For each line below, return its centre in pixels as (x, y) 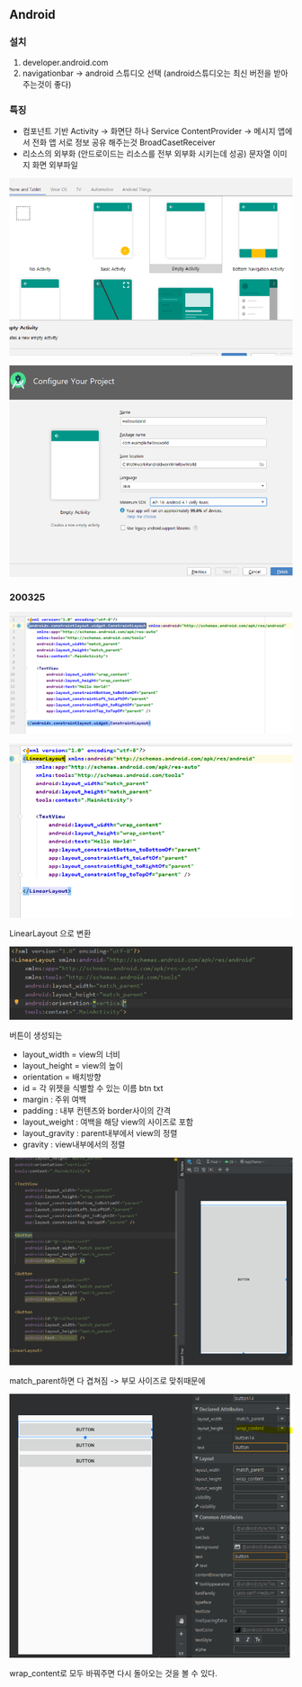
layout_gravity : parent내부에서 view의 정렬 (100, 1132)
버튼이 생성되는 (36, 1035)
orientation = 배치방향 (62, 1077)
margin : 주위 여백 (54, 1099)
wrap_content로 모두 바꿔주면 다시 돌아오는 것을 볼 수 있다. (113, 1673)
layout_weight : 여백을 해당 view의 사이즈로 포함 (108, 1122)
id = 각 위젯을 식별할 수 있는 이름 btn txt (93, 1087)
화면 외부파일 (55, 165)
